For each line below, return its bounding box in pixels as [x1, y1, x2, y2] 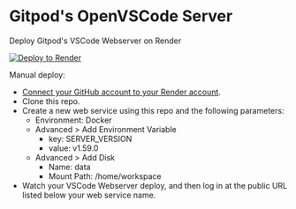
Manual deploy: [9, 69, 65, 80]
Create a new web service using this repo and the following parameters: [21, 105, 285, 116]
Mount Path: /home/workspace [48, 170, 162, 182]
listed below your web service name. [21, 190, 156, 200]
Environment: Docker [34, 115, 112, 125]
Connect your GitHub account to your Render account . [21, 86, 221, 97]
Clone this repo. [21, 95, 80, 107]
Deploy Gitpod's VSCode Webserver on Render [9, 35, 182, 46]
